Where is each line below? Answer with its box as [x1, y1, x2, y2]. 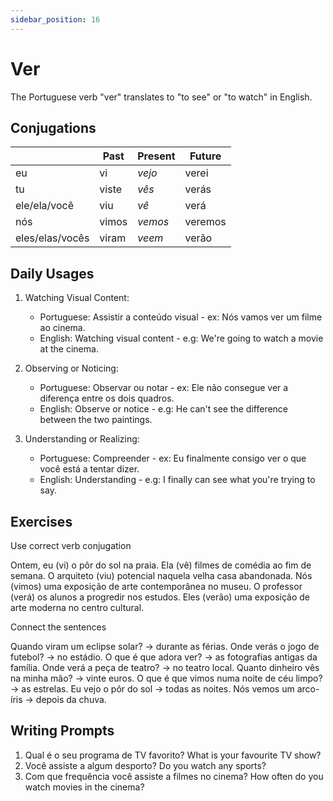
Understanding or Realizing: [24, 433, 140, 445]
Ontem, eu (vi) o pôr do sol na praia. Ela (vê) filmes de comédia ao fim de [10, 559, 312, 571]
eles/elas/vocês [15, 231, 90, 245]
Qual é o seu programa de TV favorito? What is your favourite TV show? [24, 749, 322, 761]
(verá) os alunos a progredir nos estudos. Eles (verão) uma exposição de [10, 591, 310, 603]
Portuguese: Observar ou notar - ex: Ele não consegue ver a [39, 382, 289, 394]
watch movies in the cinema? [24, 781, 145, 793]
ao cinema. [39, 322, 86, 334]
